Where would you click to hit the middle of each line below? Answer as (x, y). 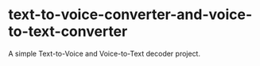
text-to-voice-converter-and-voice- (130, 15)
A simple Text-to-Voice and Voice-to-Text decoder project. (105, 53)
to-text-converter (68, 31)
